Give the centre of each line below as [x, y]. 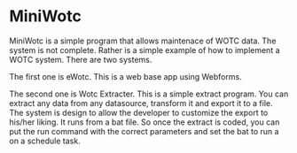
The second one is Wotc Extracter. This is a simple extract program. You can [149, 94]
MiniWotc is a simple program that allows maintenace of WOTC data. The [143, 41]
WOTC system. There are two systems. [81, 59]
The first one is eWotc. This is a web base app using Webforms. [125, 76]
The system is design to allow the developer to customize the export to [139, 112]
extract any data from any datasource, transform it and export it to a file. [141, 103]
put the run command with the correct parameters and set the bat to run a [144, 131]
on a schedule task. [45, 141]
